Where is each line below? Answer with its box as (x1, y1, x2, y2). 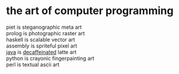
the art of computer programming (6, 4, 174, 18)
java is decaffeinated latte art (6, 48, 77, 55)
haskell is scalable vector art (6, 36, 75, 43)
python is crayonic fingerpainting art (6, 55, 95, 62)
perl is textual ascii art (6, 60, 60, 68)
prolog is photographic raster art (6, 29, 85, 36)
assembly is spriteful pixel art (6, 42, 78, 49)
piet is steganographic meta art (6, 23, 82, 31)
